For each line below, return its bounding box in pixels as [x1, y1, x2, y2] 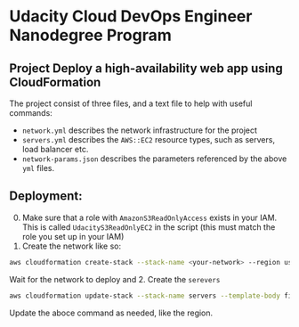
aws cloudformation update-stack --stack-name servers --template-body [9, 291, 280, 300]
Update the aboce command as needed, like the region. [9, 307, 214, 318]
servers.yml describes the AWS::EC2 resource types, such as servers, [21, 135, 276, 144]
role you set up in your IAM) [21, 231, 125, 241]
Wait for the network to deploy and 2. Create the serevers [9, 274, 221, 284]
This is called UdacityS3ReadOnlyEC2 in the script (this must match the [21, 221, 276, 233]
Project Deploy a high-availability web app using [9, 61, 283, 76]
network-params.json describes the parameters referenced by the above [21, 153, 287, 164]
